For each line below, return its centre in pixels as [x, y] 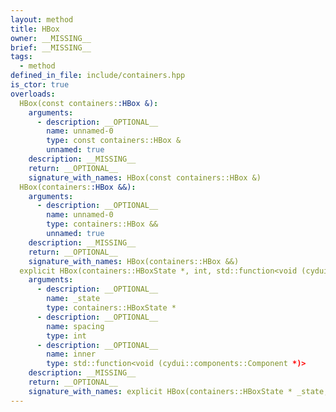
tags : [21, 57]
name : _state [73, 299]
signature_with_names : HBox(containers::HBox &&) [134, 261]
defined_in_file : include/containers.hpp [98, 76]
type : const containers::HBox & [114, 141]
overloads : [33, 94]
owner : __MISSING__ [51, 38]
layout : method [42, 19]
